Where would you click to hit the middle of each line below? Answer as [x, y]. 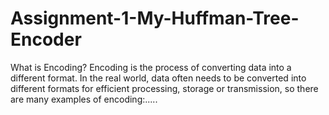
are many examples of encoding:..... [84, 99]
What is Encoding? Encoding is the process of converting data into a [151, 67]
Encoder [46, 39]
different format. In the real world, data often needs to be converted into [158, 78]
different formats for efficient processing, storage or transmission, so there [164, 88]
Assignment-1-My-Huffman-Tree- [155, 18]
